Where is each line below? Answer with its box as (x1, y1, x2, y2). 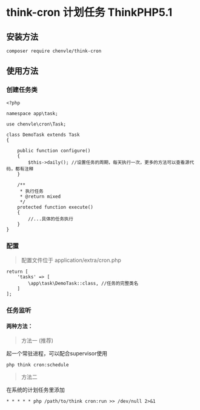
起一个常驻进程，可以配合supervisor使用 (6, 350, 108, 357)
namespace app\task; (6, 110, 59, 116)
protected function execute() (17, 204, 94, 210)
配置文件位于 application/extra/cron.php (21, 256, 121, 264)
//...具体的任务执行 (28, 216, 74, 222)
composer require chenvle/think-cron (6, 48, 102, 54)
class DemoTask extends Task (6, 132, 80, 138)
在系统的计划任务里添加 (6, 386, 65, 394)
